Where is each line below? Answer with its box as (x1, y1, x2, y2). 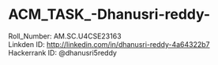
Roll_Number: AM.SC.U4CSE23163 (8, 31, 122, 41)
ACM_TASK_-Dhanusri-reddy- (8, 5, 211, 23)
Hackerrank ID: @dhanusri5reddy (8, 48, 117, 57)
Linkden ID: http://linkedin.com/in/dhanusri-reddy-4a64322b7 (8, 39, 211, 49)
